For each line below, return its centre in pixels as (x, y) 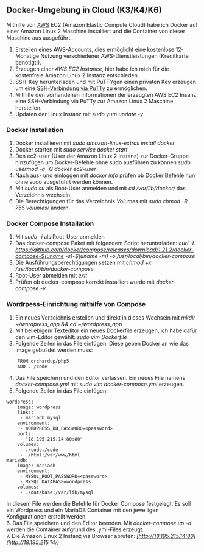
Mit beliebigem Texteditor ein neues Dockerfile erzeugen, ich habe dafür (106, 330)
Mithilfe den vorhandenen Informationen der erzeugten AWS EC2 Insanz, (107, 94)
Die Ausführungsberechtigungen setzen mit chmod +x (83, 263)
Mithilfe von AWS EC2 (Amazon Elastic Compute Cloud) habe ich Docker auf (102, 24)
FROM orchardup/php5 (43, 361)
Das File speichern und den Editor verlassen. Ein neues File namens (100, 377)
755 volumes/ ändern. (43, 208)
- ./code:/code (39, 450)
